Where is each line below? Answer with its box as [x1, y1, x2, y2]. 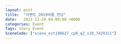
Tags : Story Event [5, 26, 44, 31]
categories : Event [5, 21, 44, 27]
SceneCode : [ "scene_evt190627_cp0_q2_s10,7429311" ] [5, 31, 116, 36]
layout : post [5, 7, 33, 13]
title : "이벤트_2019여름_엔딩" [5, 12, 66, 17]
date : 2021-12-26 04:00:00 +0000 [5, 17, 80, 22]
